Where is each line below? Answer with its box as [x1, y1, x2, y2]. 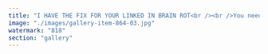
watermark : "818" [8, 26, 66, 34]
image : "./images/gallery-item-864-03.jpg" [8, 19, 156, 27]
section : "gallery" [8, 33, 73, 42]
